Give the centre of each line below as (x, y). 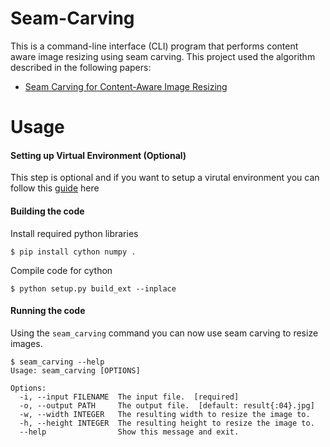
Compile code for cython (61, 270)
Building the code (47, 211)
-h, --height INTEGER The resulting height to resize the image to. (167, 423)
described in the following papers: (81, 67)
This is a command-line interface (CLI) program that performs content (154, 46)
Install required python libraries (74, 233)
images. (26, 343)
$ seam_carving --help (57, 362)
